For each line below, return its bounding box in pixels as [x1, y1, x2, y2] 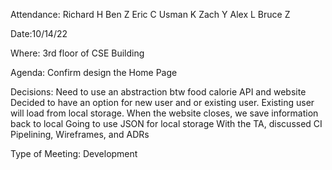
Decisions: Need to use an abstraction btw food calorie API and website [10, 86, 307, 98]
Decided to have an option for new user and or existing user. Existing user [10, 97, 315, 108]
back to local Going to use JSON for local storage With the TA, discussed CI [10, 118, 323, 129]
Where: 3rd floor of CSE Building [10, 47, 145, 59]
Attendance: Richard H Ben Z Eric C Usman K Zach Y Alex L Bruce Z [10, 9, 291, 20]
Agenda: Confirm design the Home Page [10, 67, 178, 78]
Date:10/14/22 [10, 28, 68, 39]
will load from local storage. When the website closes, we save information [10, 107, 319, 119]
